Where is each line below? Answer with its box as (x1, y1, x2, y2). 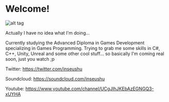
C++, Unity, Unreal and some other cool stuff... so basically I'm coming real (5, 50, 164, 57)
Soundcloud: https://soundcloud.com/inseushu (5, 75, 105, 82)
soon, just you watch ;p (5, 56, 55, 62)
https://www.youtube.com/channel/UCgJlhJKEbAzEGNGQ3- (25, 85, 154, 92)
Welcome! (5, 3, 50, 15)
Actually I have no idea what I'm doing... (5, 30, 90, 36)
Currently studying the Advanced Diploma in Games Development (5, 39, 145, 46)
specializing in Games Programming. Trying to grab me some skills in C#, (5, 45, 160, 51)
